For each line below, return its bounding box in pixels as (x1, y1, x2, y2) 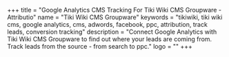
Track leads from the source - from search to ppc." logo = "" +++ (7, 43, 193, 50)
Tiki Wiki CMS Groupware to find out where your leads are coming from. (7, 35, 212, 43)
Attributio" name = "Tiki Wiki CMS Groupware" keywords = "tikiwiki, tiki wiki (7, 13, 223, 21)
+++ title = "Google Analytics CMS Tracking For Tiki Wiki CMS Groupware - (7, 6, 222, 14)
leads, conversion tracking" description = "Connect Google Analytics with (7, 27, 217, 36)
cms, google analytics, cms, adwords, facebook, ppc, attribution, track (7, 21, 208, 28)
